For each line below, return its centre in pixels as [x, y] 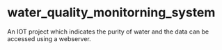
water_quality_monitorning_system [111, 13]
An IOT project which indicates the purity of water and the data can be [108, 32]
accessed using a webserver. [49, 38]
